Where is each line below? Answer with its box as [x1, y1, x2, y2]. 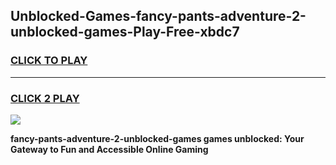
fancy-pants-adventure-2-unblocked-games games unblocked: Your [10, 132, 305, 144]
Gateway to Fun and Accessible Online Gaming [10, 143, 209, 155]
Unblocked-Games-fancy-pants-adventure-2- [10, 8, 307, 25]
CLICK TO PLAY [10, 54, 88, 68]
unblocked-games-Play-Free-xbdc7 [10, 24, 240, 41]
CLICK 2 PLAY [10, 91, 80, 105]
